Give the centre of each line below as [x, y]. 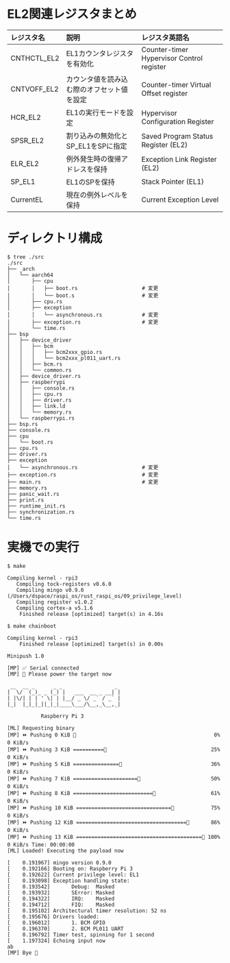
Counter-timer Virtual [176, 84]
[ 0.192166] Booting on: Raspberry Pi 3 [70, 868]
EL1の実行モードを [96, 112]
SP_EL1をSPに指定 [97, 146]
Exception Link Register [179, 159]
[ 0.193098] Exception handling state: [68, 881]
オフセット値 [107, 89]
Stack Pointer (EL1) [172, 181]
